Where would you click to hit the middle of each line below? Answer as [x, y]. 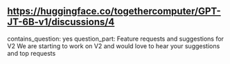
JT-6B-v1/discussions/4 [61, 22]
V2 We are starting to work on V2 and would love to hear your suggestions [114, 46]
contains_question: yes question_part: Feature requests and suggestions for [115, 39]
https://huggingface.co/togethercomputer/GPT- [114, 11]
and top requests [32, 53]
